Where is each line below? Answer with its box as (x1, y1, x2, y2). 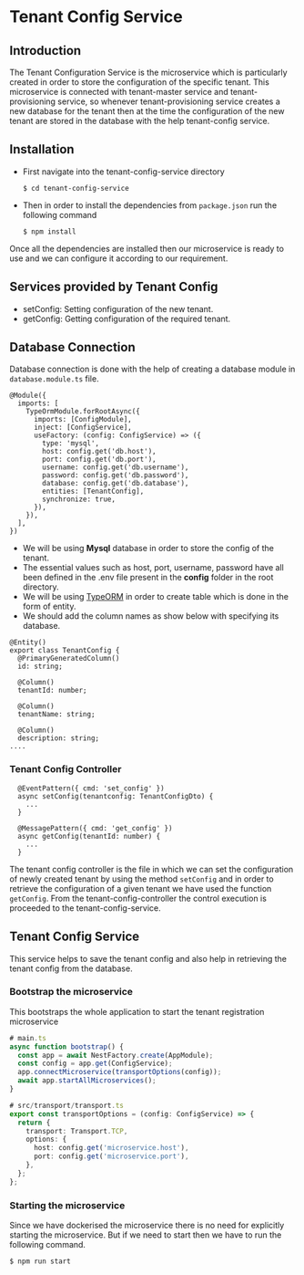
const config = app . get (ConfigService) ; (17, 1059, 173, 1069)
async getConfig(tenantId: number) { (17, 831, 161, 841)
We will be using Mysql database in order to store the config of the (22, 543, 275, 554)
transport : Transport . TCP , (25, 1126, 128, 1135)
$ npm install (22, 226, 76, 236)
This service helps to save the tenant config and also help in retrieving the (9, 953, 288, 964)
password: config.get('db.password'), (42, 471, 189, 480)
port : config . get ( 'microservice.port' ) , (33, 1152, 189, 1161)
